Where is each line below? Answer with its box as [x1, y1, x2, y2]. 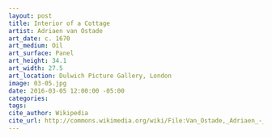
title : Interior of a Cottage [8, 19, 111, 27]
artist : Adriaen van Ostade [8, 27, 104, 35]
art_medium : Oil [8, 42, 63, 50]
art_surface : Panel [8, 49, 74, 57]
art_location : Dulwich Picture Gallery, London [8, 72, 172, 80]
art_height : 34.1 [8, 57, 67, 65]
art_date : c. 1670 [8, 34, 70, 43]
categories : [8, 94, 49, 102]
